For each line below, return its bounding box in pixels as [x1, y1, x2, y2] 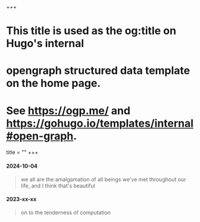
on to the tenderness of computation [20, 209, 111, 216]
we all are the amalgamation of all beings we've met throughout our [20, 176, 186, 183]
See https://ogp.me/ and [6, 104, 131, 117]
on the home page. [6, 77, 101, 90]
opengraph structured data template [6, 64, 190, 77]
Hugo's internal [6, 37, 85, 51]
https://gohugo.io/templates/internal [6, 117, 194, 130]
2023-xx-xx [6, 196, 37, 203]
